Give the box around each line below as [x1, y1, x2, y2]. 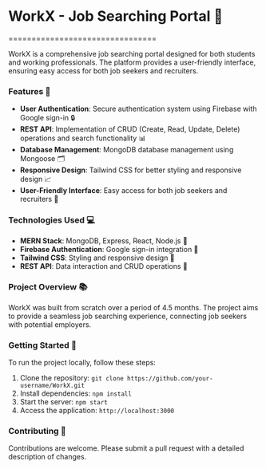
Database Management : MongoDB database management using [19, 145, 234, 155]
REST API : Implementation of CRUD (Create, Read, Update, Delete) [19, 124, 240, 134]
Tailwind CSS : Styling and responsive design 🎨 [19, 253, 175, 262]
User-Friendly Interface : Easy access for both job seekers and [19, 186, 228, 195]
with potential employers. [8, 319, 92, 329]
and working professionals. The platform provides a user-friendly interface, [8, 57, 256, 67]
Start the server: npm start [19, 397, 108, 407]
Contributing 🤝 [8, 426, 66, 437]
